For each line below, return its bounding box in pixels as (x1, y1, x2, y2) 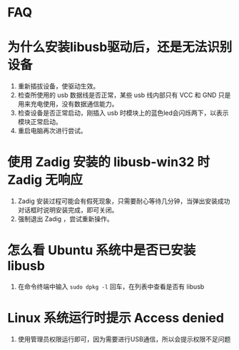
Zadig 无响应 (7, 172, 83, 188)
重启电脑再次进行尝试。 (17, 126, 87, 135)
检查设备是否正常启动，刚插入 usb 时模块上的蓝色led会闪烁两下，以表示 (17, 108, 230, 118)
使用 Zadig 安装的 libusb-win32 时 (7, 154, 210, 170)
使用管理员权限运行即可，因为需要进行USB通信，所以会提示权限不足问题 (17, 334, 231, 343)
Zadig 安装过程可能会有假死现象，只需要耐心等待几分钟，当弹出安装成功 (17, 197, 230, 205)
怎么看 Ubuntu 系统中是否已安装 (7, 242, 196, 259)
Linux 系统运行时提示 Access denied (7, 310, 225, 326)
